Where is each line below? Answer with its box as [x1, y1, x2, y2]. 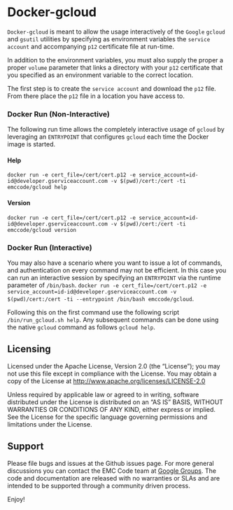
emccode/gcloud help [7, 184, 68, 191]
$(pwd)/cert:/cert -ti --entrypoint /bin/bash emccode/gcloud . [7, 294, 195, 303]
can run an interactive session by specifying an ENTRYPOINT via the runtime [7, 273, 222, 282]
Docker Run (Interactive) [7, 242, 92, 252]
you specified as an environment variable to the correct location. [7, 71, 194, 79]
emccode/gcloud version [7, 226, 77, 233]
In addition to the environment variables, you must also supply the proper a [7, 55, 224, 64]
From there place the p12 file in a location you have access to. [7, 92, 185, 100]
